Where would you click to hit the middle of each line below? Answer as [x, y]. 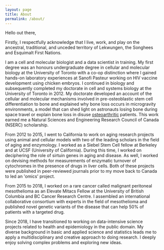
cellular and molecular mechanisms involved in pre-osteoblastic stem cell [79, 99]
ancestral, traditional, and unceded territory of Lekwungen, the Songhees [79, 48]
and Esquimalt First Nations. [34, 53]
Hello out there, [21, 33]
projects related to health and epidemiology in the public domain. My [74, 227]
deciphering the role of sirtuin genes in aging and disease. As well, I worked [82, 156]
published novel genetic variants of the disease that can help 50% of [75, 207]
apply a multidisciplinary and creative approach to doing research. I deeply [81, 237]
